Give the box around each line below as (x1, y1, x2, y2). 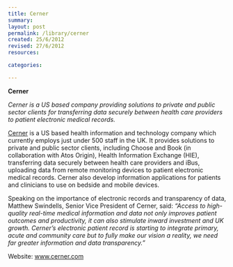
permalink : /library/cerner (8, 29, 90, 37)
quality (8, 208, 28, 217)
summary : (8, 17, 33, 24)
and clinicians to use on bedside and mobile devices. (8, 181, 159, 189)
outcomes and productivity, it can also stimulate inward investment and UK (8, 216, 225, 224)
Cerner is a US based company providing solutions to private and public (8, 100, 216, 109)
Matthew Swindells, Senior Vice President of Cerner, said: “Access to (8, 201, 206, 210)
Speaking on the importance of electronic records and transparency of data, (8, 194, 227, 202)
